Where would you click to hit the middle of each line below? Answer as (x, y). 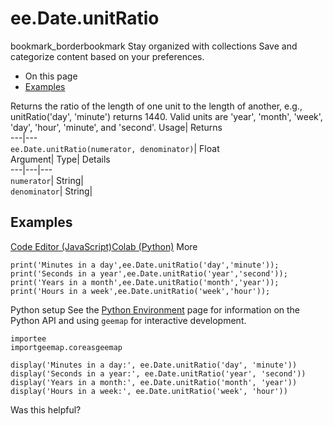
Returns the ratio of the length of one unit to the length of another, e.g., (156, 106)
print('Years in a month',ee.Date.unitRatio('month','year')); (145, 282)
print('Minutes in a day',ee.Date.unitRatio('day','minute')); (145, 265)
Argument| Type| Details (60, 159)
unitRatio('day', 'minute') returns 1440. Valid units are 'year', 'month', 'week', (166, 116)
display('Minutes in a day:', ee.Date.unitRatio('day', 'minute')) (154, 365)
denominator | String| (51, 191)
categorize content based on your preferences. (107, 56)
